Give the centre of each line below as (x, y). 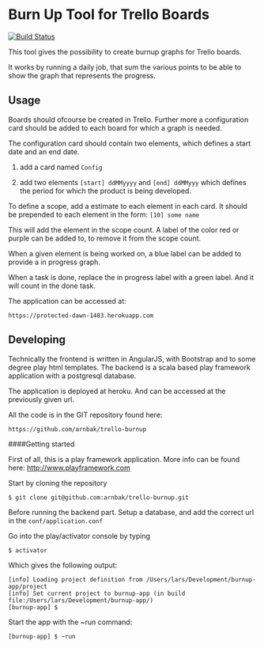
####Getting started (41, 444)
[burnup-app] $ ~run (42, 636)
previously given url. (41, 399)
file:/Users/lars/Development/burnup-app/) (81, 600)
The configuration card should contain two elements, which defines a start (130, 143)
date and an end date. (44, 151)
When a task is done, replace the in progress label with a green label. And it (131, 277)
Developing (37, 340)
